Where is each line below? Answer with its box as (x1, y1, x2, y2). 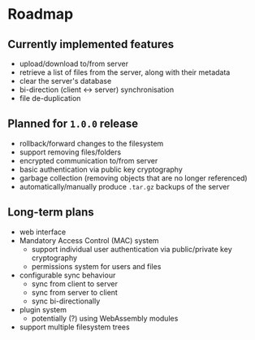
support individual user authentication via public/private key (31, 244, 232, 254)
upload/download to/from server (19, 59, 129, 68)
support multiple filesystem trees (19, 322, 131, 332)
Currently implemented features (7, 37, 175, 51)
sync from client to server (31, 278, 119, 289)
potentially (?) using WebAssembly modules (31, 313, 179, 323)
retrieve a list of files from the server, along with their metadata (19, 68, 231, 77)
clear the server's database (19, 76, 112, 85)
